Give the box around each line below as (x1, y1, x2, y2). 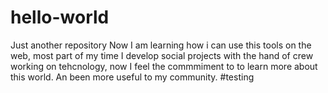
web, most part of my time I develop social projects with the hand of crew (10, 49, 314, 61)
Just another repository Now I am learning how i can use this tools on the (10, 39, 312, 51)
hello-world (10, 6, 110, 29)
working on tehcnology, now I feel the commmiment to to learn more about (10, 60, 318, 72)
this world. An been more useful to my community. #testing (10, 71, 255, 83)
